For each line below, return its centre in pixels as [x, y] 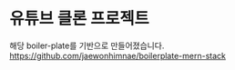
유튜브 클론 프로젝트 [80, 19]
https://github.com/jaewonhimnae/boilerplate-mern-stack [117, 55]
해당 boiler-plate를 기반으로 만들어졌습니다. [87, 45]
